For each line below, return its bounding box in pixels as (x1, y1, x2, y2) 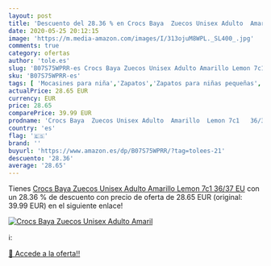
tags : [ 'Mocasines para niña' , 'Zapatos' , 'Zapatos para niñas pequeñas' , (8, 79, 262, 87)
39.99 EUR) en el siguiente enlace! (8, 201, 123, 210)
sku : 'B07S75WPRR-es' (8, 72, 81, 80)
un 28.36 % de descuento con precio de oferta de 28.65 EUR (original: (8, 193, 243, 202)
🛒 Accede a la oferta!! (8, 249, 81, 259)
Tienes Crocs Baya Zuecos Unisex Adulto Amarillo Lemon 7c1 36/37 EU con (8, 184, 260, 193)
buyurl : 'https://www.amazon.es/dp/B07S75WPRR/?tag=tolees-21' (8, 147, 226, 155)
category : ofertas (8, 49, 70, 57)
